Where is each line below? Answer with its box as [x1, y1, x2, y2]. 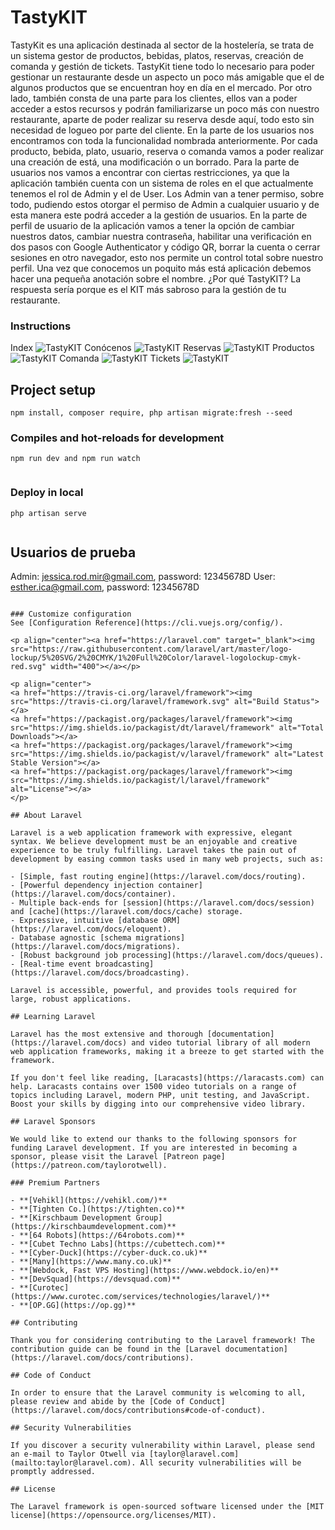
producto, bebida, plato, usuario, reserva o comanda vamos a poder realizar [10, 145, 324, 157]
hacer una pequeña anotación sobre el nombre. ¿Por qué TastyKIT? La [10, 272, 302, 285]
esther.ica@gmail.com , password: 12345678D [10, 581, 200, 593]
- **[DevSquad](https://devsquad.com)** [10, 1274, 182, 1285]
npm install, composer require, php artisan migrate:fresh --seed [10, 408, 293, 418]
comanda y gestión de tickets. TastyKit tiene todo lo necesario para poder [10, 60, 315, 72]
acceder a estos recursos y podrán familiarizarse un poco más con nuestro [10, 102, 320, 115]
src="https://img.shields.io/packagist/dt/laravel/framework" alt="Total [10, 723, 325, 733]
